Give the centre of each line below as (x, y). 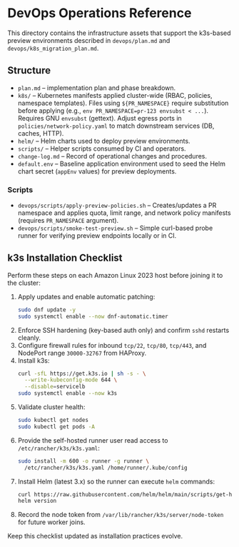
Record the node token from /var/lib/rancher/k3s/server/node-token (121, 515)
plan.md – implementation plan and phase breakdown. (97, 88)
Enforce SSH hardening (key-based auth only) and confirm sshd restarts (123, 330)
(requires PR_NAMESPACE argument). (68, 221)
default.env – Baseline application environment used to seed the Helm (122, 164)
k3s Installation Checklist (65, 258)
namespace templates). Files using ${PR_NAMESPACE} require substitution (123, 103)
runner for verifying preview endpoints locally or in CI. (97, 236)
